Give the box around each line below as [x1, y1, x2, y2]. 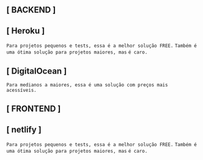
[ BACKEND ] [6, 5, 56, 15]
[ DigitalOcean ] [6, 66, 67, 76]
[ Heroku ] [6, 26, 45, 36]
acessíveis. [6, 88, 37, 94]
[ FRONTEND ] [6, 103, 61, 114]
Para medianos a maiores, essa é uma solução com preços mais [6, 82, 168, 88]
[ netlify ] [6, 124, 42, 134]
